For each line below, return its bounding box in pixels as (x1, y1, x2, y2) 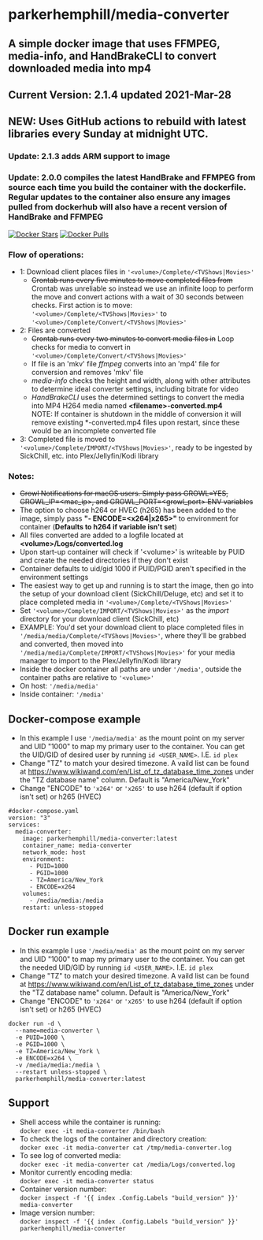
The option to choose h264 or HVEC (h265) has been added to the (19, 506, 236, 515)
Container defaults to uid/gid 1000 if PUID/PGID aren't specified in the (19, 564, 246, 574)
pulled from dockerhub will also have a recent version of (8, 202, 228, 213)
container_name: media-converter (22, 841, 132, 849)
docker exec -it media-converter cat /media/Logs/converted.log (19, 1160, 235, 1168)
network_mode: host (22, 848, 87, 856)
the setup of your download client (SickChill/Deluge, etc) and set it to (19, 589, 244, 599)
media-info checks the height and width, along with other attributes (31, 376, 250, 385)
